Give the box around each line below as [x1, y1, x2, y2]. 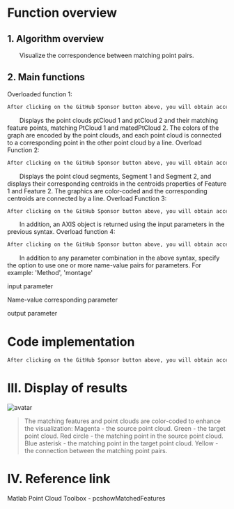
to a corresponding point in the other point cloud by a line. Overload [7, 138, 202, 147]
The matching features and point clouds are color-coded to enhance [24, 417, 221, 425]
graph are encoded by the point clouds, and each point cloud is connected [7, 131, 221, 139]
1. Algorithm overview [7, 33, 104, 45]
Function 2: [7, 145, 40, 154]
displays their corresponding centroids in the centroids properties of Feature [7, 179, 227, 188]
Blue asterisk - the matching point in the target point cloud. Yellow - [24, 439, 219, 448]
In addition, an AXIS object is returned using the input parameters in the [19, 220, 225, 228]
